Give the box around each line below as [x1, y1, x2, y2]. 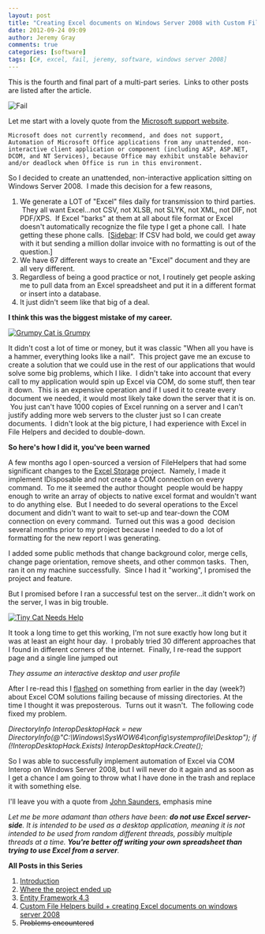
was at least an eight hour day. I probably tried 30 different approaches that [8, 636, 256, 646]
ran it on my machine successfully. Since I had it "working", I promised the [8, 565, 252, 575]
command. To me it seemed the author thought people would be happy [8, 482, 243, 492]
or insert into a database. [19, 289, 101, 298]
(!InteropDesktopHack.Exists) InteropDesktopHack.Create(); [8, 741, 203, 750]
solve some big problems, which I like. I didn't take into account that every [8, 368, 251, 377]
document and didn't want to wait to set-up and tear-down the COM [8, 508, 230, 517]
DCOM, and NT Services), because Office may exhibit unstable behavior [8, 152, 248, 160]
